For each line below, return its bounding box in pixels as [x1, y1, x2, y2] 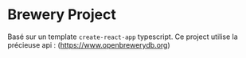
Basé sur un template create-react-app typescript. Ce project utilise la [7, 32, 238, 41]
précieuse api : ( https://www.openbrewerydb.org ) [7, 40, 170, 49]
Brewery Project [7, 6, 116, 24]
